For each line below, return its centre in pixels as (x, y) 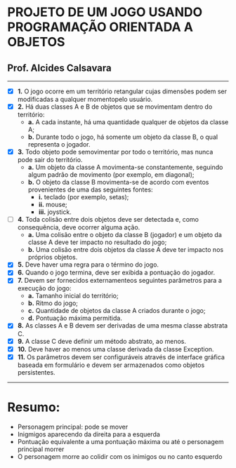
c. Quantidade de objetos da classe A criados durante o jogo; (117, 311)
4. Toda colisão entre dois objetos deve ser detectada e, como (108, 220)
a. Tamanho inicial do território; (73, 296)
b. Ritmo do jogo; (53, 303)
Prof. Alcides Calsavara (59, 68)
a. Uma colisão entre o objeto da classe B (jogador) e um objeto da (125, 235)
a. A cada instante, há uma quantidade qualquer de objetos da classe (128, 122)
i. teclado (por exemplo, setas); (84, 197)
